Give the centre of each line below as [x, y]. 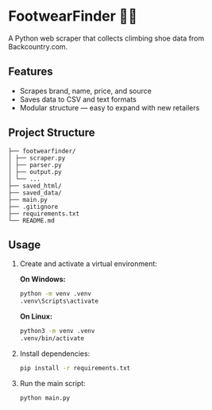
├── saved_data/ [35, 193]
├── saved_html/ [35, 186]
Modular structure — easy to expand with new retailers [110, 107]
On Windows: [42, 279]
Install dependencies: [55, 354]
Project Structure [52, 133]
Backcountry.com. [38, 46]
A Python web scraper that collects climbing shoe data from [106, 38]
